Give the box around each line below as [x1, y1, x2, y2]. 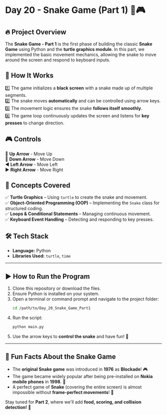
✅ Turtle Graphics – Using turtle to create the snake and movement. [5, 194, 148, 200]
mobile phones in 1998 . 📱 [12, 379, 66, 385]
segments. [5, 92, 27, 98]
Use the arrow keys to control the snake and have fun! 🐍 [12, 333, 129, 339]
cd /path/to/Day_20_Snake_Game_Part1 [12, 306, 91, 311]
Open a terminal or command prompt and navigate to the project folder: [12, 296, 159, 302]
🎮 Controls [5, 135, 41, 143]
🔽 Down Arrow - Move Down [5, 156, 65, 162]
